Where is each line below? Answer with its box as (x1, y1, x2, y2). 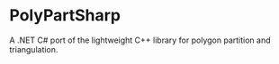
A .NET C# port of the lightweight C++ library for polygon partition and (9, 35, 271, 45)
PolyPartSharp (9, 5, 121, 26)
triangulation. (9, 44, 58, 54)
